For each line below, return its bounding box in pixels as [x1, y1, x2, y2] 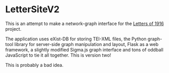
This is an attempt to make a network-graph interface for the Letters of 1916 [5, 20, 164, 27]
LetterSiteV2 [5, 4, 60, 15]
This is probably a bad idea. [5, 62, 64, 68]
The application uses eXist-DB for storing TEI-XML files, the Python [5, 36, 147, 42]
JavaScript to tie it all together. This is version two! [5, 52, 111, 58]
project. [5, 26, 22, 32]
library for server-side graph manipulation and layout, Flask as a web [14, 41, 159, 47]
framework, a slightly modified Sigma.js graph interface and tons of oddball [5, 46, 164, 53]
